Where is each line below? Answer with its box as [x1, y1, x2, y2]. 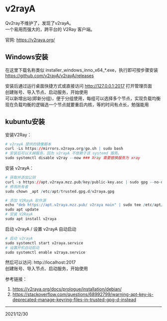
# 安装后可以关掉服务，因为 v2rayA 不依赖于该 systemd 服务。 [5, 151, 122, 156]
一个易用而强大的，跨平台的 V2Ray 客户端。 [5, 26, 95, 32]
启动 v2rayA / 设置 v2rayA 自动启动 [5, 226, 77, 232]
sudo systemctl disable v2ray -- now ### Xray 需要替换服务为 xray [5, 155, 141, 161]
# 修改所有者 [5, 184, 28, 189]
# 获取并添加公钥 [5, 175, 36, 180]
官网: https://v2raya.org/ [5, 37, 55, 43]
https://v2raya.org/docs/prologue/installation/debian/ [12, 286, 122, 292]
